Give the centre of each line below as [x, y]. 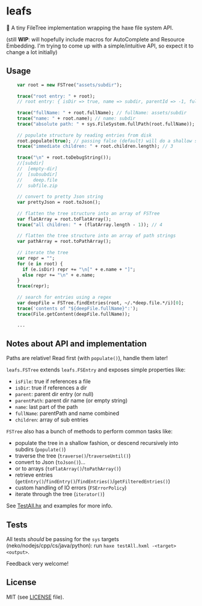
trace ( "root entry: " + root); [56, 96]
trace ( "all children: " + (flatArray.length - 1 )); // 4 [90, 225]
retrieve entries [34, 475]
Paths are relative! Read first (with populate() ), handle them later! [87, 358]
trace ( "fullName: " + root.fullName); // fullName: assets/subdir [102, 113]
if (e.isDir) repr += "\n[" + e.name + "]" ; [79, 269]
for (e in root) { [40, 264]
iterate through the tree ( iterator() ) [60, 494]
